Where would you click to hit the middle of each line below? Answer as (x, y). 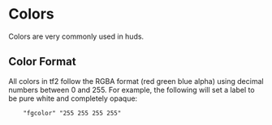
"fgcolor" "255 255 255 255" (72, 113)
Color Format (42, 62)
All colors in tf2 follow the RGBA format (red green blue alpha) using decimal (136, 81)
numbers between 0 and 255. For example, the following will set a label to (132, 90)
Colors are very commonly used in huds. (76, 36)
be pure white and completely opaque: (73, 98)
